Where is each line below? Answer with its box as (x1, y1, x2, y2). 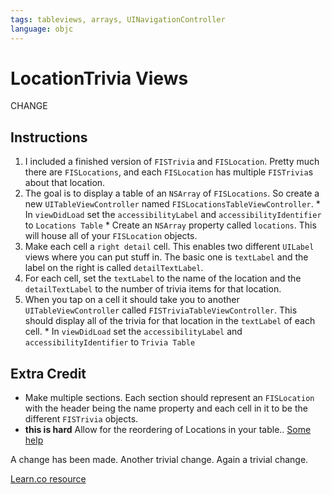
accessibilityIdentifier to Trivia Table (24, 336, 196, 348)
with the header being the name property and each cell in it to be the (24, 402, 308, 415)
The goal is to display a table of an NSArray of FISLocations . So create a (24, 187, 320, 200)
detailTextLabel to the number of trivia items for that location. (24, 283, 282, 295)
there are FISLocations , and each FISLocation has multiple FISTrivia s (24, 166, 314, 178)
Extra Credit (10, 365, 87, 382)
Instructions (10, 129, 88, 146)
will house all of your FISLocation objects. (24, 230, 198, 242)
